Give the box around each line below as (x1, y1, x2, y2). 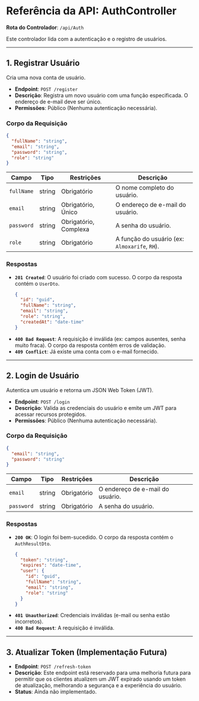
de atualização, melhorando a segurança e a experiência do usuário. (14, 682, 182, 689)
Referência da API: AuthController (6, 4, 176, 18)
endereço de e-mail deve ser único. (14, 98, 102, 105)
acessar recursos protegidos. (14, 411, 87, 418)
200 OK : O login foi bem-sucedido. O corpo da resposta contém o (14, 533, 174, 541)
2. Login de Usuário (6, 371, 79, 381)
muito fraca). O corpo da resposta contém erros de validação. (14, 342, 166, 349)
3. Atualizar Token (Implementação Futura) (6, 647, 168, 657)
